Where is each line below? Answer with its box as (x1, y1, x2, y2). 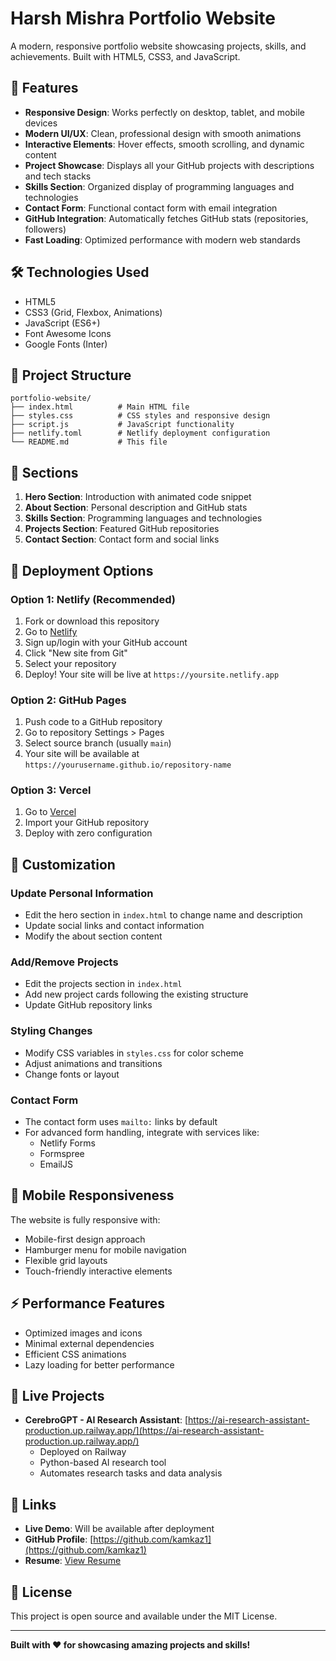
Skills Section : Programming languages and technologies (24, 512, 263, 524)
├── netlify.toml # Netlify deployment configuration (10, 428, 271, 439)
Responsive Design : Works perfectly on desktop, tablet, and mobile (24, 106, 305, 118)
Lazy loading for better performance (24, 1358, 175, 1371)
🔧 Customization (10, 856, 116, 873)
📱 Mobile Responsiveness (10, 1187, 175, 1204)
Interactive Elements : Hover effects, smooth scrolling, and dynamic (24, 138, 305, 150)
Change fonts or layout (24, 1068, 120, 1080)
